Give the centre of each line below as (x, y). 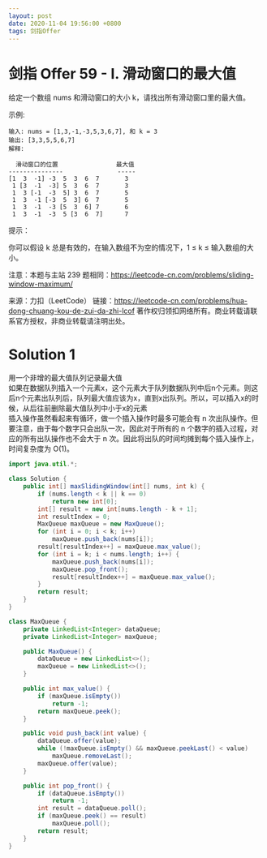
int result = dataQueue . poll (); (93, 809)
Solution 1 (42, 354)
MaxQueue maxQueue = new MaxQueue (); (101, 524)
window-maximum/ (41, 284)
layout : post (30, 16)
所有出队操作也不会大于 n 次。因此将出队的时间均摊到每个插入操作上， (140, 439)
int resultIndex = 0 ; (74, 517)
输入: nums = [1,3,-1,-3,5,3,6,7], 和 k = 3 (83, 132)
